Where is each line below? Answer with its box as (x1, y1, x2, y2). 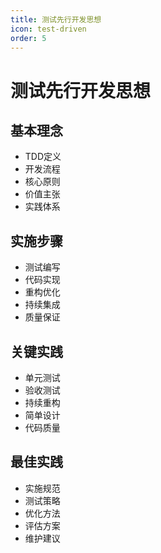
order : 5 (10, 33, 47, 43)
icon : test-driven (10, 24, 87, 34)
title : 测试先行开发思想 (10, 14, 102, 25)
